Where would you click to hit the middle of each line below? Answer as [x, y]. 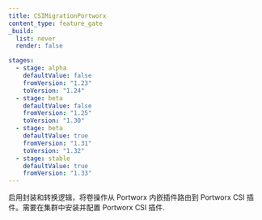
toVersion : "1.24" [54, 91]
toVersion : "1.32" [54, 150]
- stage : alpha [41, 68]
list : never [36, 38]
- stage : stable [43, 159]
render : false [39, 46]
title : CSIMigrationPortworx [57, 16]
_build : [21, 31]
